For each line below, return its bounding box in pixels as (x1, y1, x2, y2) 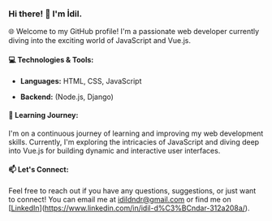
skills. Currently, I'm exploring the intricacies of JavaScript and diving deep (8, 136, 260, 146)
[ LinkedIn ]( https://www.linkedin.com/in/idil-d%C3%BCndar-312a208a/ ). (8, 203, 250, 213)
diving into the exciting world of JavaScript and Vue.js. (8, 36, 192, 45)
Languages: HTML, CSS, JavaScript (19, 76, 142, 85)
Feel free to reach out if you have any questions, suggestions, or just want (8, 185, 257, 195)
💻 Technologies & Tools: (8, 54, 94, 64)
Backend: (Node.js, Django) (19, 92, 114, 102)
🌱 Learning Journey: (8, 110, 79, 120)
